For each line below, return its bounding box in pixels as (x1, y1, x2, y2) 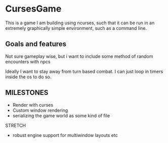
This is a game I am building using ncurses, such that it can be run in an (5, 20, 155, 26)
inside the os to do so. (5, 74, 52, 80)
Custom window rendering (12, 107, 68, 113)
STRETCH (5, 122, 26, 128)
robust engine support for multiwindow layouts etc (12, 132, 118, 138)
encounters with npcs (5, 59, 51, 65)
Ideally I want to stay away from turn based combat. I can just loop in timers (5, 68, 163, 74)
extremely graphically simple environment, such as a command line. (5, 25, 147, 31)
